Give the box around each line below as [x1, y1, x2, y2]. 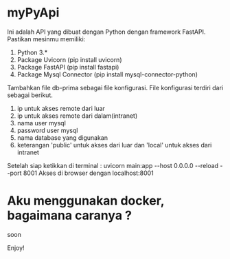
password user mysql [16, 126, 78, 134]
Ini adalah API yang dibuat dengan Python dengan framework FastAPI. [7, 28, 206, 36]
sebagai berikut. [7, 91, 54, 99]
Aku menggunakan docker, [7, 193, 165, 209]
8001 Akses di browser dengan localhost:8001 [23, 169, 154, 177]
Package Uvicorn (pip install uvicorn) [16, 55, 122, 63]
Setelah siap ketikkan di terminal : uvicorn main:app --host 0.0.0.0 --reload [7, 161, 218, 169]
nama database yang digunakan [16, 133, 108, 142]
